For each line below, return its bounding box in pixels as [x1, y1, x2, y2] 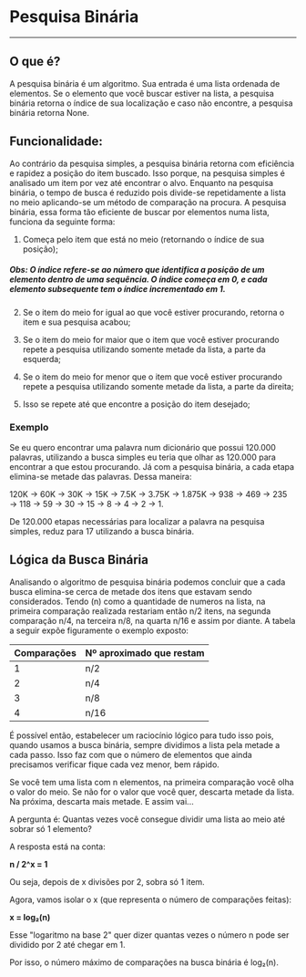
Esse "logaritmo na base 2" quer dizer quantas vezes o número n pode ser [9, 929, 290, 941]
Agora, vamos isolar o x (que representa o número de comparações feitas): [9, 894, 292, 905]
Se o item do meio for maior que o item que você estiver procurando [22, 334, 280, 345]
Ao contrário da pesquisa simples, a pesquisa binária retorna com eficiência [9, 158, 294, 169]
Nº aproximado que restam [85, 646, 205, 659]
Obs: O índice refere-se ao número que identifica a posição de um [9, 265, 265, 275]
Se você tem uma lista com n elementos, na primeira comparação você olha [9, 776, 294, 787]
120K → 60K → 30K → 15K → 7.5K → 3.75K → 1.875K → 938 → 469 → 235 [9, 488, 288, 499]
